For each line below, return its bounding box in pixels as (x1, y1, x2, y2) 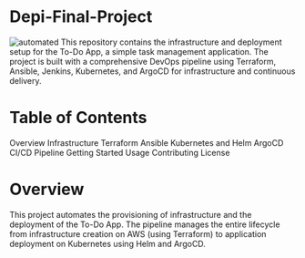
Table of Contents (9, 108, 147, 129)
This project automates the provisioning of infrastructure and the (9, 209, 252, 220)
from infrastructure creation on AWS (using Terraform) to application (9, 228, 267, 239)
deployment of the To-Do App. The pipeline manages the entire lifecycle (9, 219, 280, 230)
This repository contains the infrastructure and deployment (60, 36, 282, 47)
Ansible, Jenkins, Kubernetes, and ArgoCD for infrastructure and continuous (9, 66, 296, 77)
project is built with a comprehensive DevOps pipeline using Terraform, (9, 56, 277, 67)
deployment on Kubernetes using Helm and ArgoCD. (9, 238, 207, 249)
